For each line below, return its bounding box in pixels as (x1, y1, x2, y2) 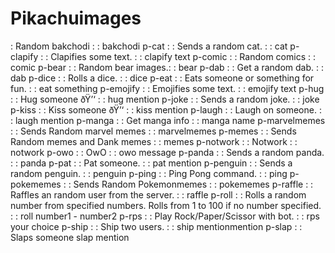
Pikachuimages (10, 7, 142, 30)
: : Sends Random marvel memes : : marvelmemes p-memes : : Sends (10, 125, 297, 137)
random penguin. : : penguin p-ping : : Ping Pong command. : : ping (10, 167, 288, 179)
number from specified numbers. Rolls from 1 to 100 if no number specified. (10, 199, 322, 211)
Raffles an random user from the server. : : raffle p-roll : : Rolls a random (10, 188, 307, 201)
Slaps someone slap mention (10, 231, 130, 243)
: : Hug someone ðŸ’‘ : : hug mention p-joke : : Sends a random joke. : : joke (10, 93, 320, 105)
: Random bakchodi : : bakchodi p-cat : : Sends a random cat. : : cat (10, 40, 288, 52)
